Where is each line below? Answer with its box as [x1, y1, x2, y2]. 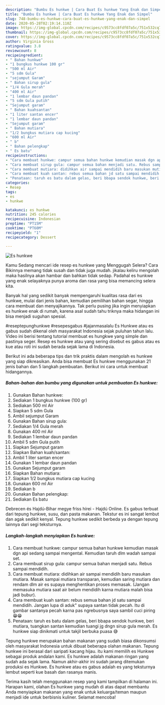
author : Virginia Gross [5, 39, 54, 44]
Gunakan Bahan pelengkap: [12, 491, 69, 497]
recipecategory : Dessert [5, 235, 56, 240]
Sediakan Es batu [12, 496, 48, 503]
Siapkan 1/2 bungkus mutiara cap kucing [12, 476, 95, 481]
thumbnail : [5, 30, 28, 35]
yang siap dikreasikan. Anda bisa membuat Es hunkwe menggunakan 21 [5, 358, 151, 364]
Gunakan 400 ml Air [12, 428, 53, 434]
